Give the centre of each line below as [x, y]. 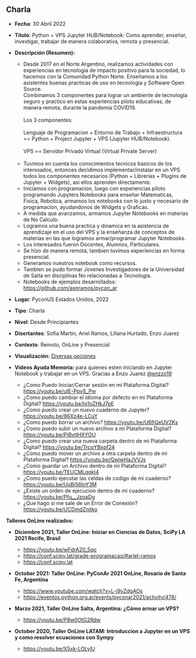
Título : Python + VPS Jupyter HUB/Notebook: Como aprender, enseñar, [101, 35]
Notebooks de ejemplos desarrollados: [70, 282]
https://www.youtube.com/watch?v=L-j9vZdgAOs [83, 591]
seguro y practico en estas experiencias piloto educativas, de [97, 101]
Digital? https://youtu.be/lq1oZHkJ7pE [69, 403]
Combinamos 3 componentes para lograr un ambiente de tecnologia [105, 95]
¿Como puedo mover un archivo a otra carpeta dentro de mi [95, 453]
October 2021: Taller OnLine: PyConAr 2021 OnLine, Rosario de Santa [100, 573]
